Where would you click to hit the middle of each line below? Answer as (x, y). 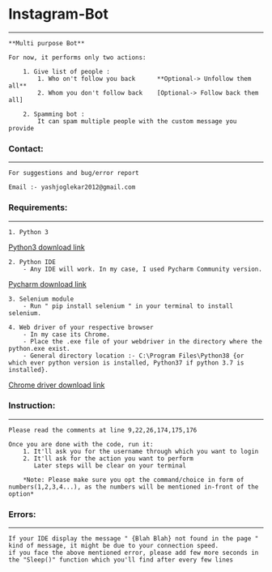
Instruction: (32, 406)
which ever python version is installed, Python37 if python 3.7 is (126, 363)
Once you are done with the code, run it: (81, 444)
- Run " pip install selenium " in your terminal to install (128, 306)
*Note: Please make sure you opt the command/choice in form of (134, 480)
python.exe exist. (39, 348)
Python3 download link (47, 247)
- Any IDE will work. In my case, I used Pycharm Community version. (143, 269)
